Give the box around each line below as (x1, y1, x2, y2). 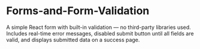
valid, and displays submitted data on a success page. (6, 36, 140, 43)
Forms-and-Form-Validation (6, 4, 150, 18)
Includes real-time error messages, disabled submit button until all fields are (6, 30, 194, 37)
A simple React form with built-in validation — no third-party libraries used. (6, 24, 192, 31)
